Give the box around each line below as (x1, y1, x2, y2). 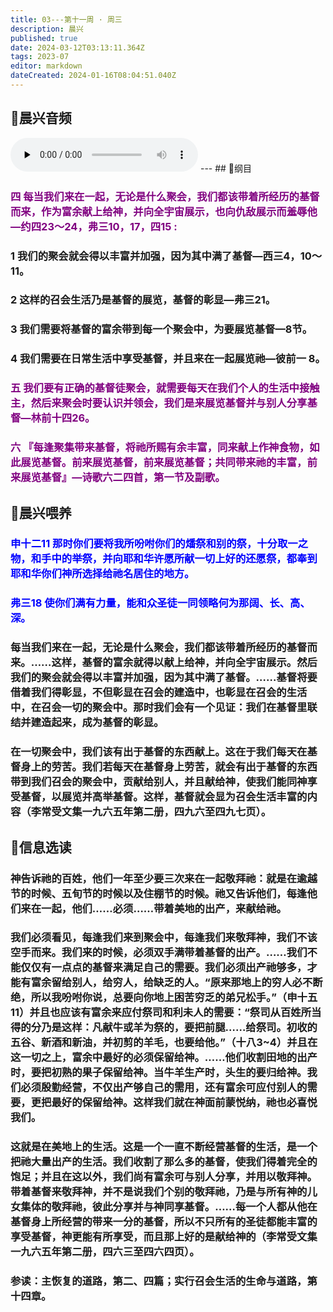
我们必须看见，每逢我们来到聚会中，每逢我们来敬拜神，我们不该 (10, 931, 318, 945)
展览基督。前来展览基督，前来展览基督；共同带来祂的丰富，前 (20, 456, 318, 470)
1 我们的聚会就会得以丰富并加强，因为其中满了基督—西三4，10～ (10, 249, 323, 263)
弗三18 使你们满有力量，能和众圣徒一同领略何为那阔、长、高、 (10, 596, 311, 610)
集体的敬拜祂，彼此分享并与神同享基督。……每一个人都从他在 (20, 1200, 318, 1214)
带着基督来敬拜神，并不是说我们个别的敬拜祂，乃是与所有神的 (10, 1185, 308, 1199)
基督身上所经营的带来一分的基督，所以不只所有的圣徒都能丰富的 (10, 1215, 318, 1229)
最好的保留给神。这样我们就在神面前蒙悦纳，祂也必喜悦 (51, 1096, 318, 1110)
